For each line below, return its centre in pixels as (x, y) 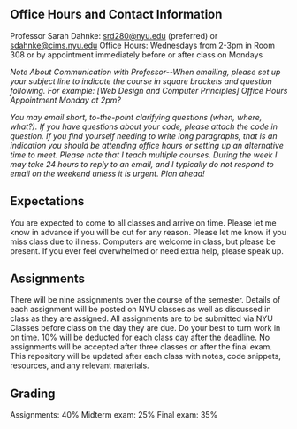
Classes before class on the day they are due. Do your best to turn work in (145, 328)
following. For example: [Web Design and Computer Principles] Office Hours (149, 90)
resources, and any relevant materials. (80, 365)
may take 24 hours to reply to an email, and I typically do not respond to (142, 164)
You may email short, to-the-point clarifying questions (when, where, (136, 117)
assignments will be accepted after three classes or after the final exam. (141, 347)
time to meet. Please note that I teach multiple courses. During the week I (144, 155)
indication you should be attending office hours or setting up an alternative (147, 145)
